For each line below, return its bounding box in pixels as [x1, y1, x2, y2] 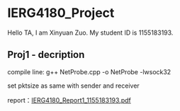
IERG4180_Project [7, 5, 115, 21]
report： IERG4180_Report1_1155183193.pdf [7, 95, 131, 104]
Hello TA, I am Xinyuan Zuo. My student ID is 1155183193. [7, 28, 174, 37]
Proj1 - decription [7, 49, 85, 61]
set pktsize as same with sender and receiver [7, 81, 140, 90]
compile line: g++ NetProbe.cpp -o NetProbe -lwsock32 [7, 67, 171, 76]
